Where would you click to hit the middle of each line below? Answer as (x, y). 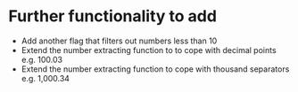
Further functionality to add (113, 16)
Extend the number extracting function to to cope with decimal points (149, 50)
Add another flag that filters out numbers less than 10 (119, 41)
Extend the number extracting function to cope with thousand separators (155, 69)
